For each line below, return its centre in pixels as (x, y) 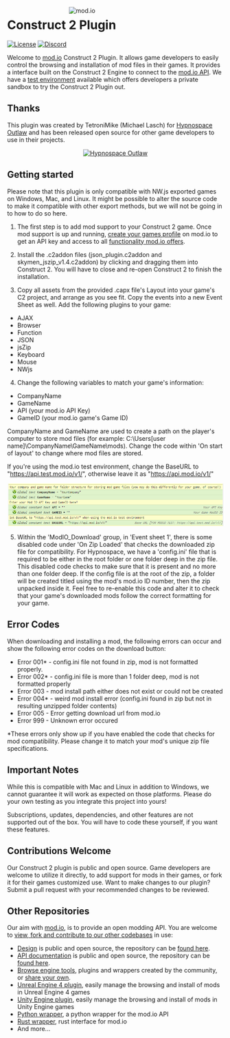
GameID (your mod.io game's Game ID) (72, 417)
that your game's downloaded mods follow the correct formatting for (114, 596)
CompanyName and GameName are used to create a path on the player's (111, 431)
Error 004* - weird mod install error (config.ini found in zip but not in (114, 698)
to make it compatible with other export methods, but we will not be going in (115, 206)
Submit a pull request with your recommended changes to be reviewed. (108, 889)
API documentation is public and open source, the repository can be (114, 956)
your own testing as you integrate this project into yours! (87, 801)
